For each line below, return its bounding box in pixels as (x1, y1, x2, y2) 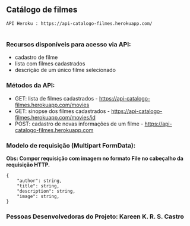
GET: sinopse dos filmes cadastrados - (14, 107, 110, 115)
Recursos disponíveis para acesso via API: (6, 40, 131, 48)
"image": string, (17, 193, 60, 199)
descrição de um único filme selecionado (14, 67, 116, 74)
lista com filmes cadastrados (14, 60, 85, 67)
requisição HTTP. (6, 161, 50, 168)
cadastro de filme (14, 54, 58, 61)
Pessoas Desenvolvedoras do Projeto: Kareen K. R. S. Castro (6, 212, 184, 221)
